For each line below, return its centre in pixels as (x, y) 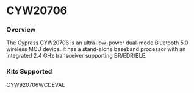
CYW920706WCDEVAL (36, 84)
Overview (21, 30)
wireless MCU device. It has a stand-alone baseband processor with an (96, 49)
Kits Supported (29, 72)
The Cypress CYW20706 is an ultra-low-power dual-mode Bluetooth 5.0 (97, 43)
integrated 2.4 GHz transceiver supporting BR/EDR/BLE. (77, 56)
